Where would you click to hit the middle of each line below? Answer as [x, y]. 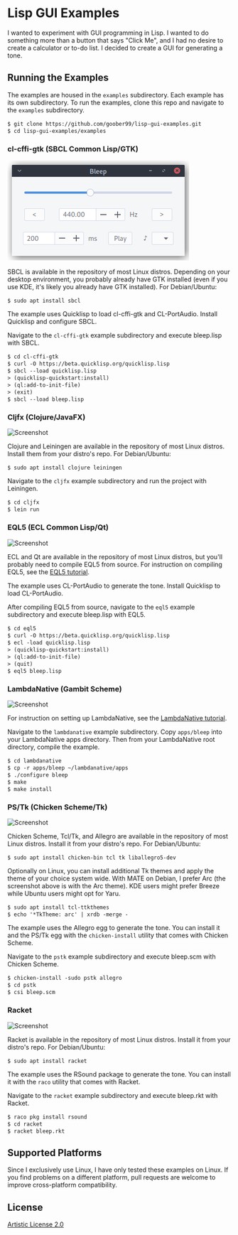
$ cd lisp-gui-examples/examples [57, 131]
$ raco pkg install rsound [47, 1117]
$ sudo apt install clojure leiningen [65, 468]
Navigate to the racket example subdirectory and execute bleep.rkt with [113, 1095]
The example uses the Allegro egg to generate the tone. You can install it [114, 928]
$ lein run [23, 509]
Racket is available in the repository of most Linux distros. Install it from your [119, 1040]
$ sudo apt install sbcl [44, 301]
